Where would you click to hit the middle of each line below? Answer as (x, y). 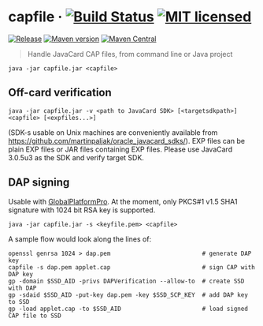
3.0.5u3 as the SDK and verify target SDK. (76, 157)
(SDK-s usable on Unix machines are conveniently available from (113, 132)
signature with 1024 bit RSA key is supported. (82, 210)
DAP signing (39, 183)
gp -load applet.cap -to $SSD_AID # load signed (128, 309)
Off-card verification (60, 93)
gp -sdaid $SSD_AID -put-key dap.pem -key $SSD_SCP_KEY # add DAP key (128, 295)
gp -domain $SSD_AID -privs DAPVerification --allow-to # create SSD (126, 281)
